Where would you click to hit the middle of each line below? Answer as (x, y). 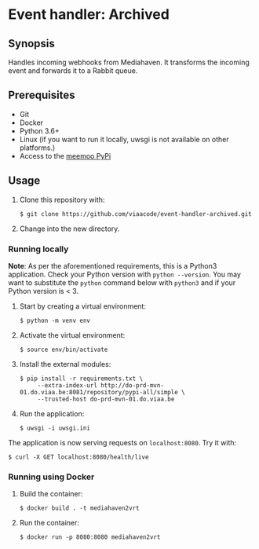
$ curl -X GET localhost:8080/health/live (78, 457)
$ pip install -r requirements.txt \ (81, 379)
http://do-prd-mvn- (133, 385)
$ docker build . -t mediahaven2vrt (79, 508)
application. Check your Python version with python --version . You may (125, 274)
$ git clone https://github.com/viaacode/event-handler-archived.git (136, 214)
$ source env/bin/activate (64, 350)
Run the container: (49, 523)
